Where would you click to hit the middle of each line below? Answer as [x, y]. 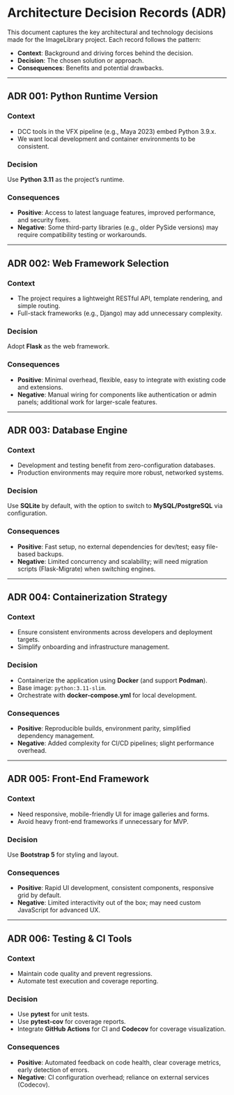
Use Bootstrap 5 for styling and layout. [63, 855]
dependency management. [56, 736]
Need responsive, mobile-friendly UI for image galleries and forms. [113, 814]
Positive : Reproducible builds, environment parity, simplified [104, 728]
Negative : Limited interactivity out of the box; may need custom [109, 903]
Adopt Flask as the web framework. [58, 346]
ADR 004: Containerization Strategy [87, 597]
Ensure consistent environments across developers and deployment [115, 632]
